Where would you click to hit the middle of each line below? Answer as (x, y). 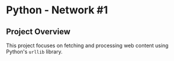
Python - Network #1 (57, 10)
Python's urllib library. (34, 52)
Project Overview (38, 32)
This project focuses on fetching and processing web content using (87, 45)
